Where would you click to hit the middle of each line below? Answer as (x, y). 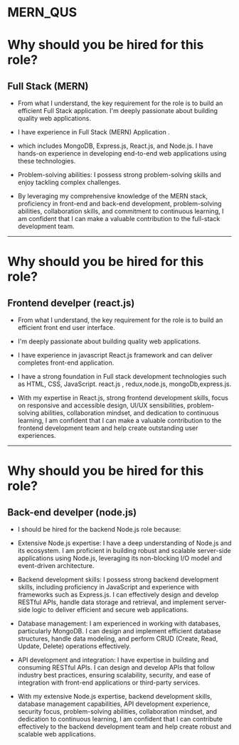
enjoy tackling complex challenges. (69, 183)
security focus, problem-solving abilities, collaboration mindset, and (117, 712)
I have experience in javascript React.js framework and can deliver (115, 355)
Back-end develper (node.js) (72, 512)
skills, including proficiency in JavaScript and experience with (108, 587)
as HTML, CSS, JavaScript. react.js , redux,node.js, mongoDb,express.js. (124, 384)
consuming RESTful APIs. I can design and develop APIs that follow (116, 668)
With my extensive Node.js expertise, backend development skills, (115, 697)
